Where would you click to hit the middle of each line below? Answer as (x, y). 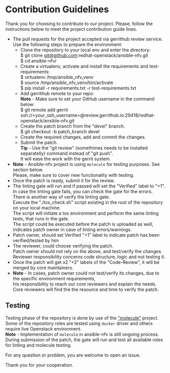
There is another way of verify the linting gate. (61, 197)
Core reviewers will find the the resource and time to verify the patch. (86, 289)
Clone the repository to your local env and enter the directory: (85, 50)
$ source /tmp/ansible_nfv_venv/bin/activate (67, 82)
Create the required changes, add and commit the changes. (83, 137)
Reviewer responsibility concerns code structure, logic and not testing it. (89, 257)
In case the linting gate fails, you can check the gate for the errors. (83, 191)
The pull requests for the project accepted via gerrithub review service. (88, 39)
